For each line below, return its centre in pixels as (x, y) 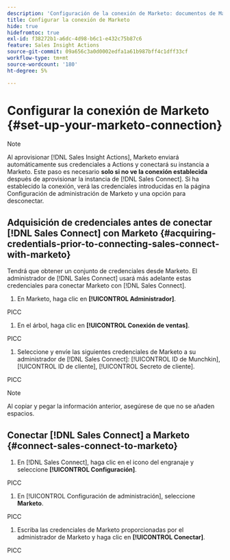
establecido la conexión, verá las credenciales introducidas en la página (108, 186)
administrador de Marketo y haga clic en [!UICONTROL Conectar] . (111, 537)
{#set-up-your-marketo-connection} (115, 125)
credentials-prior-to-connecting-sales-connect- (113, 244)
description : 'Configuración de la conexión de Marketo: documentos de (111, 13)
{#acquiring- (188, 233)
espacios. (21, 413)
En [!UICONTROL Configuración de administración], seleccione (106, 496)
